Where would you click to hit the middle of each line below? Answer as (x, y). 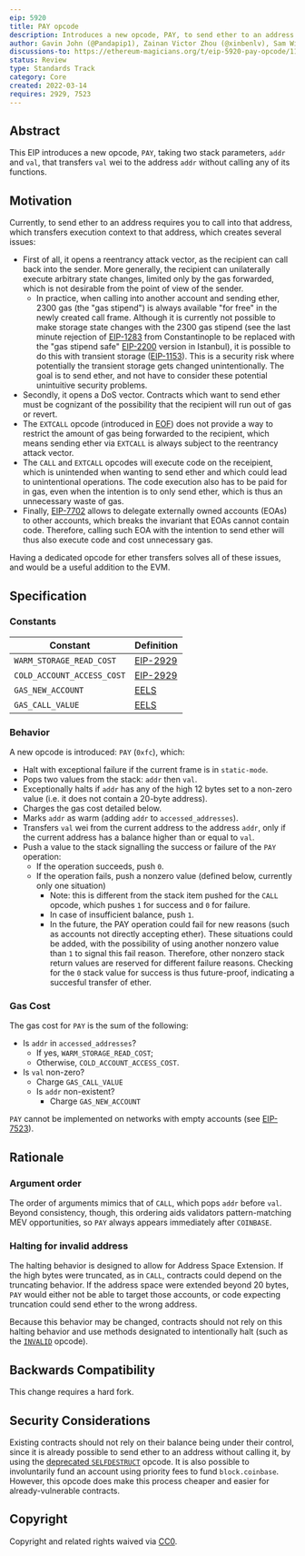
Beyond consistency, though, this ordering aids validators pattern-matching (151, 1213)
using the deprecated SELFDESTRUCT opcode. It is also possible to (129, 1462)
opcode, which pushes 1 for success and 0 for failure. (150, 905)
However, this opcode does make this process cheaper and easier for (139, 1481)
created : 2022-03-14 (49, 86)
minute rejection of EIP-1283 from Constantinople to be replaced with (166, 337)
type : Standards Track (52, 69)
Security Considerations (80, 1420)
